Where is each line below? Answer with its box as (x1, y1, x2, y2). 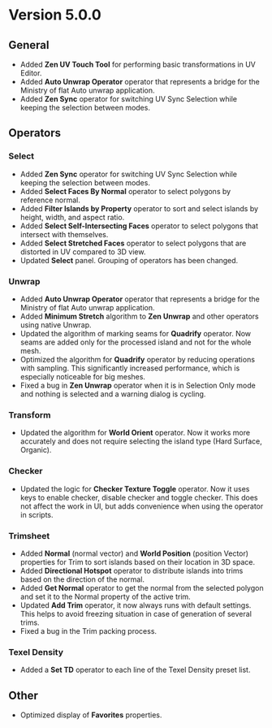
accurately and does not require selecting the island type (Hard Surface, (19, 436, 262, 446)
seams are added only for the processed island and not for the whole (19, 337, 252, 347)
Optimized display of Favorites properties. (19, 709, 162, 720)
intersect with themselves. (19, 229, 109, 239)
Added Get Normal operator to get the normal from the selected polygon (19, 583, 264, 592)
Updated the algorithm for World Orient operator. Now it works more (19, 428, 250, 438)
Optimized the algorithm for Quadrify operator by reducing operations (19, 354, 256, 364)
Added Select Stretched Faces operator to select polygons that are (19, 238, 247, 248)
